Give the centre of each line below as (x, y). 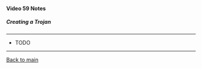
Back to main (23, 59)
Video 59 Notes (26, 8)
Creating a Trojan (29, 22)
